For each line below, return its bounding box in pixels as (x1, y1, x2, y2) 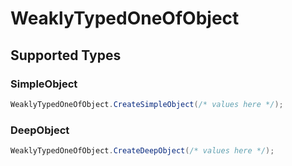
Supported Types (10, 47, 122, 64)
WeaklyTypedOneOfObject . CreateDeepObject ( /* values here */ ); (10, 146, 275, 156)
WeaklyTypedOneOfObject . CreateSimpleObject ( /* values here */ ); (10, 99, 284, 109)
